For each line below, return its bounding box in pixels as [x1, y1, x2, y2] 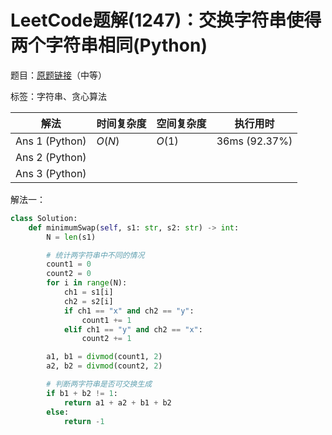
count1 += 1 [81, 315, 132, 325]
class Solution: [10, 213, 78, 223]
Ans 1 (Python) [15, 134, 87, 148]
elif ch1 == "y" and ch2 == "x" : [63, 324, 203, 335]
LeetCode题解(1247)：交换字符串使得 [10, 9, 322, 32]
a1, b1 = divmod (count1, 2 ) [46, 352, 163, 362]
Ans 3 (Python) [15, 166, 87, 180]
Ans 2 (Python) [15, 150, 87, 164]
